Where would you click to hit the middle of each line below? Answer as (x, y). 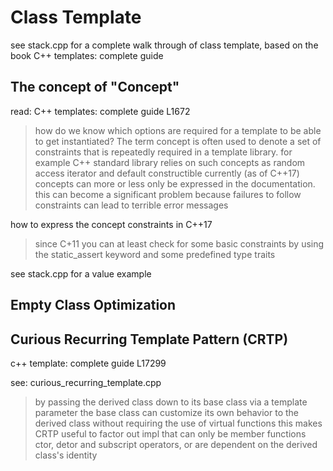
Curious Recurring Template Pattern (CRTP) (149, 339)
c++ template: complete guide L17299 (88, 363)
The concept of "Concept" (95, 87)
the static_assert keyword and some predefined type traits (155, 254)
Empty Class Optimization (93, 305)
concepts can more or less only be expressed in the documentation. (175, 183)
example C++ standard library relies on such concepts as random (170, 162)
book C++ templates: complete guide (87, 55)
